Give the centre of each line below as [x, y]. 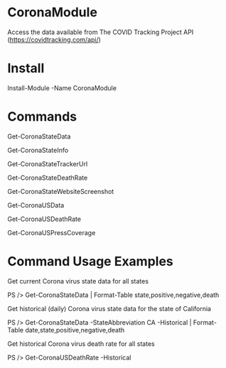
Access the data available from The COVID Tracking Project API [101, 32]
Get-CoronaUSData [36, 205]
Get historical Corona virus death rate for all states [81, 343]
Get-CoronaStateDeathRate [48, 178]
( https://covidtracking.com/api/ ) [54, 39]
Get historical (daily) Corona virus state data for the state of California [109, 308]
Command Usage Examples [90, 261]
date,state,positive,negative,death [75, 330]
